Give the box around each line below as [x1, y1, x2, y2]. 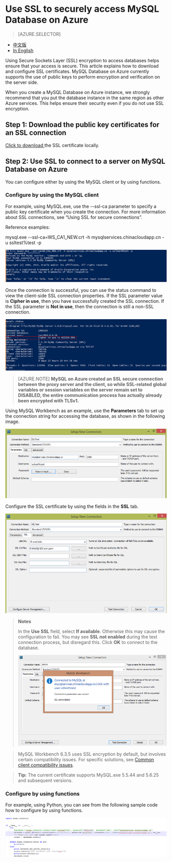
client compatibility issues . [17, 762, 74, 768]
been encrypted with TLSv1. [17, 397, 79, 404]
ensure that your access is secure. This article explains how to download [5, 63, 159, 69]
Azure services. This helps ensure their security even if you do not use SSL [5, 100, 164, 106]
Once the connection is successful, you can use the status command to [5, 287, 157, 293]
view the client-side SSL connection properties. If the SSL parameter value [5, 292, 163, 299]
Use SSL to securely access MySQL [5, 3, 160, 15]
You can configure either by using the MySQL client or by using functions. [5, 178, 161, 185]
